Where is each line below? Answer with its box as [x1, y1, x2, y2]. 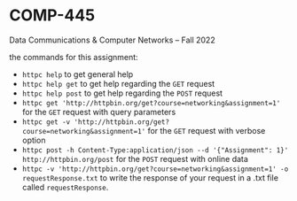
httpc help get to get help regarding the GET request [21, 78, 215, 89]
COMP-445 [9, 5, 96, 26]
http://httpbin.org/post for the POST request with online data [21, 153, 248, 164]
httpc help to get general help [21, 68, 134, 80]
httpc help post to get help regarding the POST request [21, 88, 223, 98]
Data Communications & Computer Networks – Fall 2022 [9, 35, 215, 45]
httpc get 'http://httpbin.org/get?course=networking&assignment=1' [21, 98, 281, 107]
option [21, 135, 46, 145]
